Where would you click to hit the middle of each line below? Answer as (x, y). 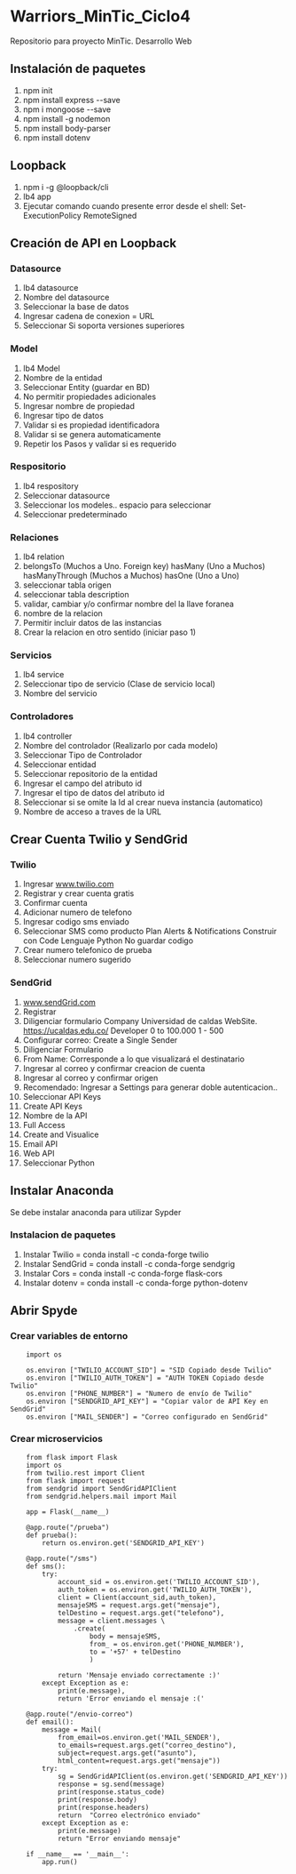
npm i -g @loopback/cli (66, 187)
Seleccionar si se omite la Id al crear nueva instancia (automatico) (143, 802)
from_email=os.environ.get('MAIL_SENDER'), (139, 1737)
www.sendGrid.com (59, 1002)
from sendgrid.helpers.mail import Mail (101, 1496)
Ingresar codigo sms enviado (76, 922)
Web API (39, 1153)
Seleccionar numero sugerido (77, 960)
